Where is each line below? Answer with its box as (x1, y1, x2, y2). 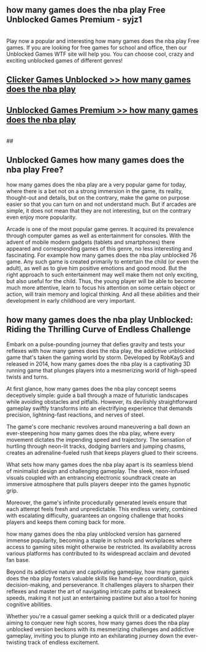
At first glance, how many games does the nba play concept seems (6, 385, 177, 392)
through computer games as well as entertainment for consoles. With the (6, 232, 191, 239)
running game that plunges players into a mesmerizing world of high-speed (6, 366, 197, 374)
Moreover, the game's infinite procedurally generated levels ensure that (6, 499, 187, 506)
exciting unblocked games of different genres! (6, 56, 123, 64)
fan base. (6, 556, 31, 563)
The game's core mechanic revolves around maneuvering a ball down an (6, 423, 190, 430)
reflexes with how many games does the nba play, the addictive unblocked (6, 347, 195, 354)
